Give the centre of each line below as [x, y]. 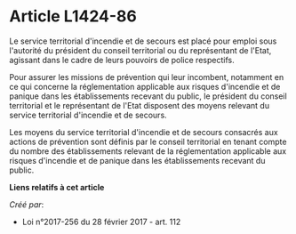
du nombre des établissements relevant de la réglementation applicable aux [148, 151]
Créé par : [27, 204]
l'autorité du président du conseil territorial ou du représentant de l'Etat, [140, 50]
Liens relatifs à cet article [57, 187]
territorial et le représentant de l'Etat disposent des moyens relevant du [139, 105]
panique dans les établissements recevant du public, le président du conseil [148, 96]
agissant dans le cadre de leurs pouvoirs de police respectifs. [122, 60]
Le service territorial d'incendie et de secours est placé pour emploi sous [143, 41]
